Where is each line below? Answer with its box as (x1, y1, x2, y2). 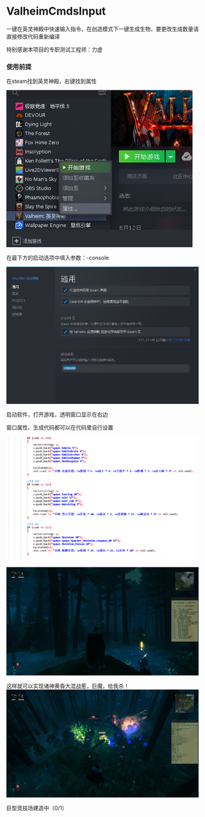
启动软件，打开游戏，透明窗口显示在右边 (6, 411, 108, 418)
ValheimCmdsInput (6, 4, 106, 18)
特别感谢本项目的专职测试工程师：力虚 (6, 46, 103, 53)
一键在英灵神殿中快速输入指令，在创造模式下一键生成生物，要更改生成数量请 (6, 25, 199, 32)
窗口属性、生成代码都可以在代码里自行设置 (6, 423, 113, 431)
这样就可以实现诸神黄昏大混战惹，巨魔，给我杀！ (6, 682, 129, 689)
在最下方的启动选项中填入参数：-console (6, 254, 109, 262)
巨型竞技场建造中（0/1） (6, 804, 68, 812)
